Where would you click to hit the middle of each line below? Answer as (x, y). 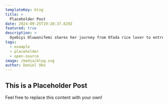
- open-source (24, 56)
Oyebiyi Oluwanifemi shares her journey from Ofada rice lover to (80, 38)
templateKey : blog (24, 10)
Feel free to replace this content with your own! (54, 97)
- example (20, 47)
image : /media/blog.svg (30, 61)
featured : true (21, 28)
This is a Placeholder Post (46, 85)
